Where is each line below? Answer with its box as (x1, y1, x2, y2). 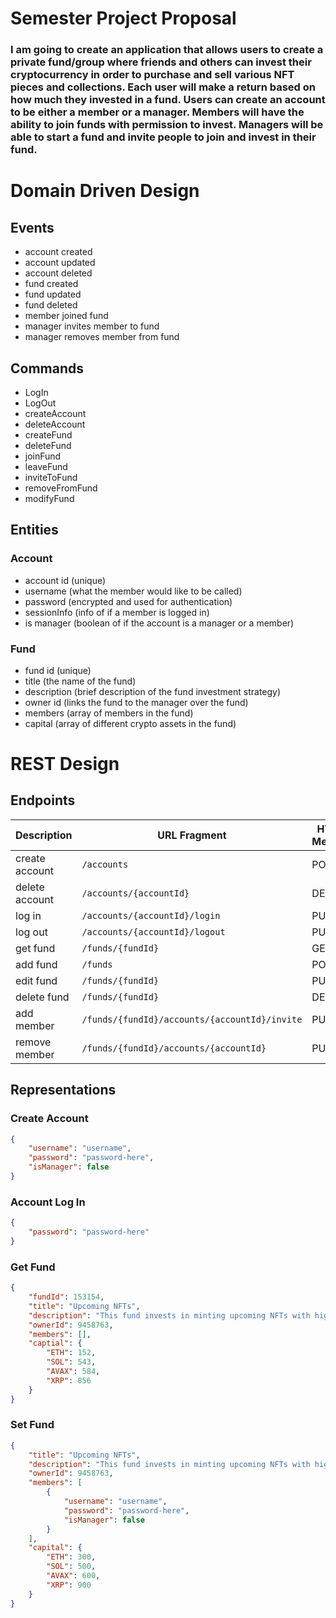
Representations (10, 1082, 117, 1099)
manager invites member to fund (24, 320, 160, 332)
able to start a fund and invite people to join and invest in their (10, 130, 317, 144)
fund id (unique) (24, 664, 92, 676)
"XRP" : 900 (46, 1580, 92, 1590)
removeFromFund (24, 482, 98, 494)
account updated (24, 257, 96, 269)
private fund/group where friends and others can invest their (10, 55, 312, 69)
